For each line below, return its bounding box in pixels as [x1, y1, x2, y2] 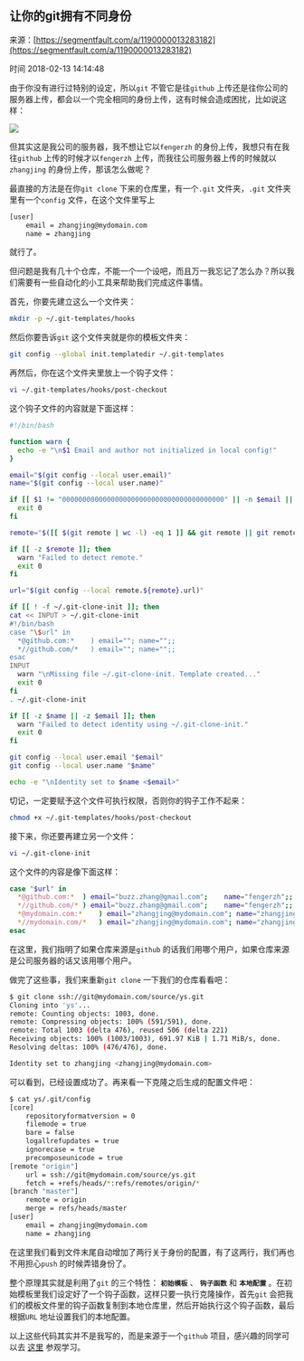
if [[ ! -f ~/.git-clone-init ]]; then [9, 602, 160, 612]
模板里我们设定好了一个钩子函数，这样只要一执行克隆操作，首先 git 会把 [16, 1288, 286, 1300]
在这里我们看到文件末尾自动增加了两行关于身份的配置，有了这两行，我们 [9, 1246, 279, 1257]
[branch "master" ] [9, 1187, 79, 1196]
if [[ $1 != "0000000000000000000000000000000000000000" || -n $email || [9, 496, 294, 505]
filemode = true [25, 1120, 88, 1129]
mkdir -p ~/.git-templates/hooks [9, 315, 136, 324]
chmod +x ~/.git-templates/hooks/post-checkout [9, 813, 193, 822]
